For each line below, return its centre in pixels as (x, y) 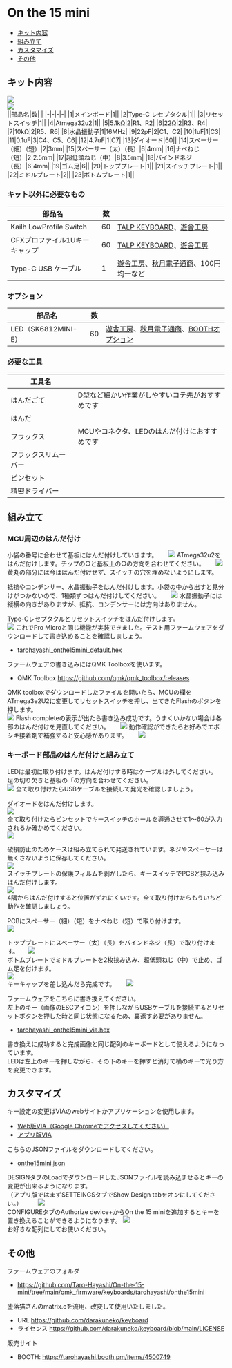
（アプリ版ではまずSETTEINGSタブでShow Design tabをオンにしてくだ (108, 1195)
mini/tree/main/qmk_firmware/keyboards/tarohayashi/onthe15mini (111, 1292)
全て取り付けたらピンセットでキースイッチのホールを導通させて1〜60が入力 (115, 819)
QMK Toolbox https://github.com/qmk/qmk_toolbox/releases (103, 678)
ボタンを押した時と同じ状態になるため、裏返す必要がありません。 (113, 1016)
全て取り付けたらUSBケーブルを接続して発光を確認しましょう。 (106, 789)
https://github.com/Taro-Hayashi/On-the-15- (81, 1285)
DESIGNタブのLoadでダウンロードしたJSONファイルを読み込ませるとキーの (115, 1177)
